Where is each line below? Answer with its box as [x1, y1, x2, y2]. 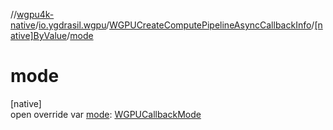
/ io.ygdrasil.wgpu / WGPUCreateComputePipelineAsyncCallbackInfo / [34, 19, 315, 31]
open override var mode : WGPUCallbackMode [10, 108, 202, 120]
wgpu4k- [16, 9, 55, 20]
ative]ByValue [10, 30, 68, 41]
